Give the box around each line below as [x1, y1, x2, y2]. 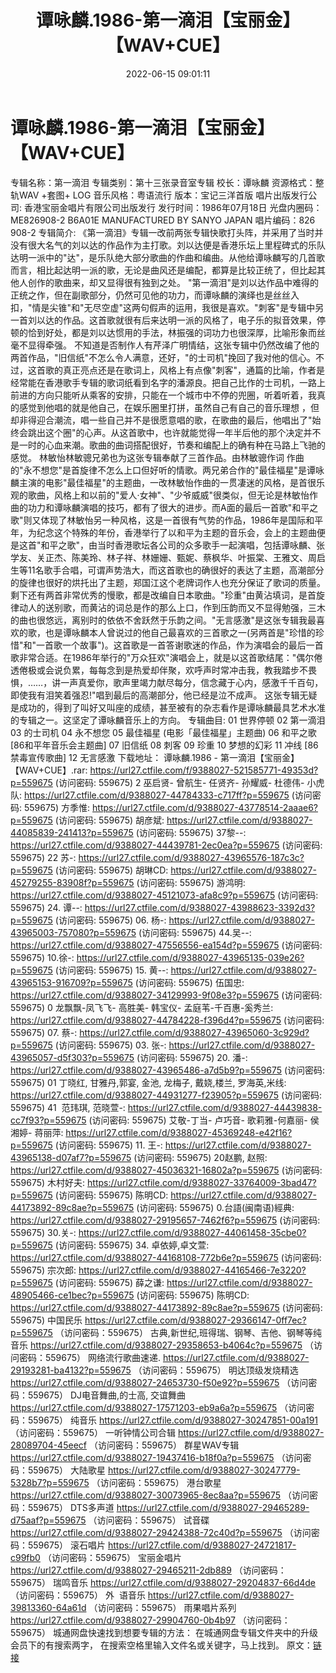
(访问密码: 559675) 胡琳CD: [54, 864, 169, 876]
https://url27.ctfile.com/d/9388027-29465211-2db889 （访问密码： [10, 1564, 287, 1576]
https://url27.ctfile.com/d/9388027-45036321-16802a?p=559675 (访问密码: [10, 1164, 323, 1176]
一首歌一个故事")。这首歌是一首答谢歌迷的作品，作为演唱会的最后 [36, 639, 307, 651]
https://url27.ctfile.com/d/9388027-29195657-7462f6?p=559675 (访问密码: [10, 1214, 321, 1226]
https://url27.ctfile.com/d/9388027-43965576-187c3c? [78, 851, 305, 863]
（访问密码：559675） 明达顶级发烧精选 [133, 1364, 299, 1376]
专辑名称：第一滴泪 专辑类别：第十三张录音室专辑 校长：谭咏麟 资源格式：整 [10, 176, 325, 188]
